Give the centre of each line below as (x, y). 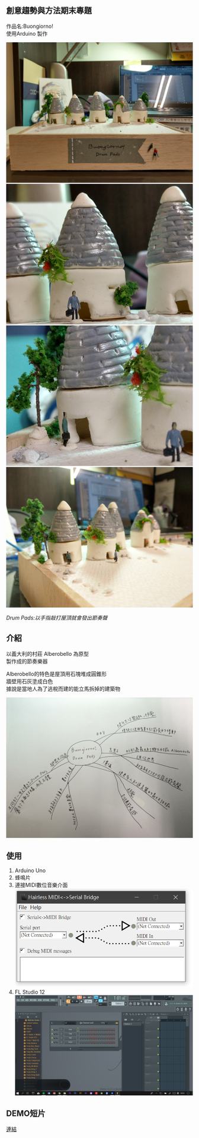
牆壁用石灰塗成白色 (30, 681)
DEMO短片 (26, 1114)
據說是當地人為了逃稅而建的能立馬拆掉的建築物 (63, 689)
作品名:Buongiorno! (30, 26)
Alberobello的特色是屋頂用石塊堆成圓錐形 (57, 674)
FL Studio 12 (30, 992)
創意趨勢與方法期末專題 (49, 11)
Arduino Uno (30, 870)
